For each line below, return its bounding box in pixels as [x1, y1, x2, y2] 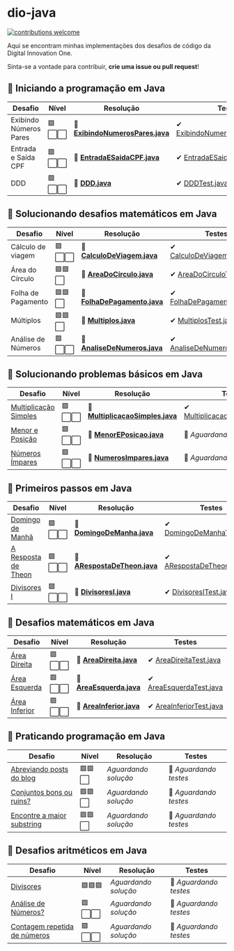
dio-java [7, 5, 56, 21]
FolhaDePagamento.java [81, 297, 164, 307]
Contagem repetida [10, 922, 75, 931]
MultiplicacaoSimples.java [88, 411, 178, 420]
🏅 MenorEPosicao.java [88, 429, 164, 439]
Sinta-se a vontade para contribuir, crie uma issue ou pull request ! [7, 62, 200, 70]
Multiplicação [10, 402, 55, 412]
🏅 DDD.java [73, 178, 111, 188]
